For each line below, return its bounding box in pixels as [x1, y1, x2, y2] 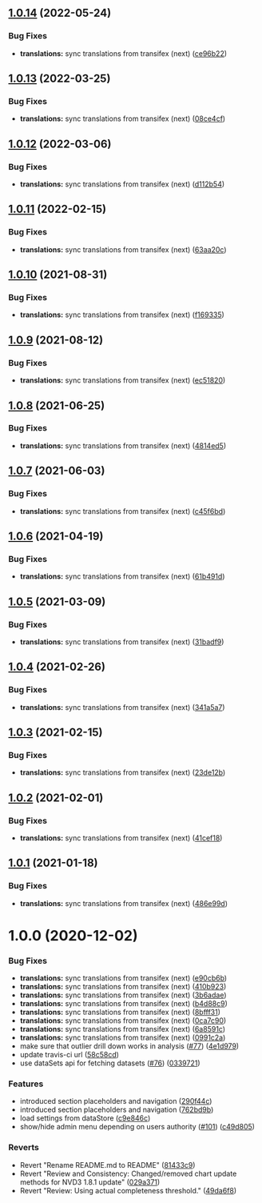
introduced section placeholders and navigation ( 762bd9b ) [19, 1105, 214, 1115]
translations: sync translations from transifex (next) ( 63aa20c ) [19, 244, 227, 255]
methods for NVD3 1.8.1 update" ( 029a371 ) [19, 1177, 161, 1187]
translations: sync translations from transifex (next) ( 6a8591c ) [19, 1025, 226, 1034]
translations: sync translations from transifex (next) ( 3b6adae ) [19, 990, 227, 1000]
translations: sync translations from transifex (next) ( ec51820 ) [19, 375, 226, 385]
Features [8, 1078, 44, 1089]
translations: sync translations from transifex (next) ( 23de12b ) [19, 768, 226, 777]
